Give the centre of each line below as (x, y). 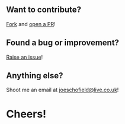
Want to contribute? (44, 10)
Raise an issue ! (25, 57)
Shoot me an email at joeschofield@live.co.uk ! (62, 90)
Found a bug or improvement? (63, 43)
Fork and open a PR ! (31, 24)
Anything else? (35, 76)
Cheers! (26, 114)
